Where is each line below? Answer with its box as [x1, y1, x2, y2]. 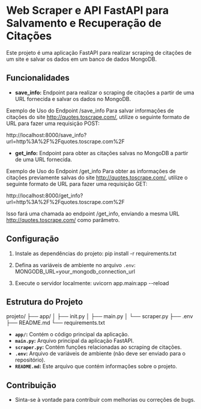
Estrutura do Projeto [6, 297, 83, 307]
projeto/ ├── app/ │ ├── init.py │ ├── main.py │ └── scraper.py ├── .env [6, 313, 193, 320]
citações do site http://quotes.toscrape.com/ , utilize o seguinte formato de [6, 113, 190, 120]
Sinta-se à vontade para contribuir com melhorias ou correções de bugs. [14, 396, 196, 404]
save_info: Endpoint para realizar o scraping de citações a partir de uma [14, 88, 194, 96]
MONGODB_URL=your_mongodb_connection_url [14, 268, 136, 275]
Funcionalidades [6, 73, 70, 83]
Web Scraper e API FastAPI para [6, 4, 169, 17]
